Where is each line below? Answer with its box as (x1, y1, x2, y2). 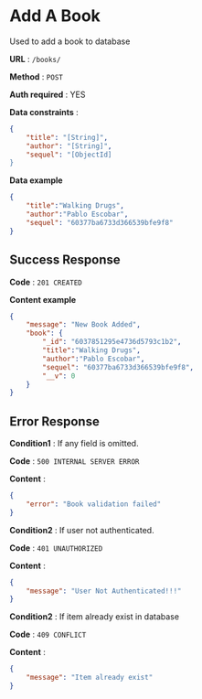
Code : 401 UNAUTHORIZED (9, 542, 103, 554)
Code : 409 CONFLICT (9, 629, 87, 640)
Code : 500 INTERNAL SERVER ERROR (9, 456, 140, 467)
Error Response (9, 414, 101, 429)
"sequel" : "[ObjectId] (26, 150, 112, 159)
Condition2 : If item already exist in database (9, 611, 180, 622)
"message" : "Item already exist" (26, 673, 154, 683)
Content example (9, 294, 77, 305)
